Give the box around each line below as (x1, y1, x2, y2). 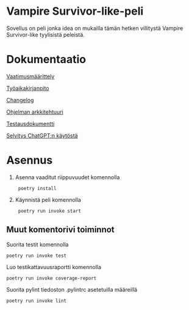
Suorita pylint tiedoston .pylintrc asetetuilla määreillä (6, 286, 138, 293)
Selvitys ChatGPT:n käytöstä (6, 131, 78, 139)
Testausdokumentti (6, 120, 55, 127)
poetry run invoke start (18, 208, 81, 214)
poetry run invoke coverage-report (6, 275, 97, 281)
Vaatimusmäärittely (6, 72, 55, 80)
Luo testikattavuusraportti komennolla (6, 263, 102, 270)
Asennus (6, 153, 53, 168)
